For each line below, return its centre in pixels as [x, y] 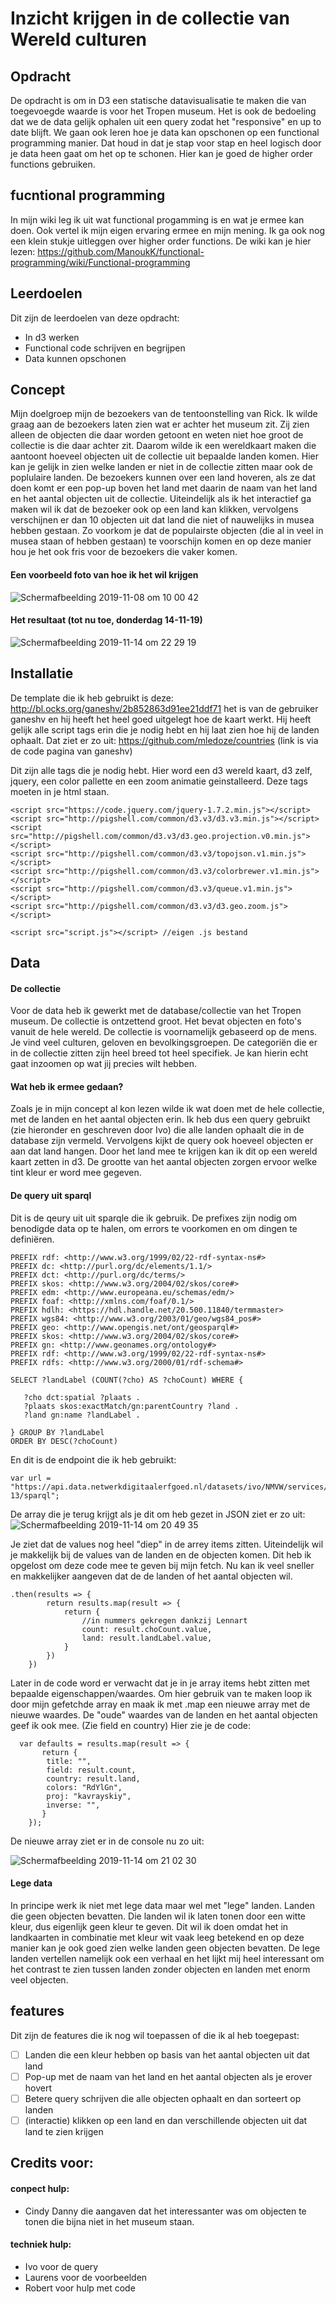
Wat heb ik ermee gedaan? [67, 1086]
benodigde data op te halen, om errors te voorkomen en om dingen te [154, 1228]
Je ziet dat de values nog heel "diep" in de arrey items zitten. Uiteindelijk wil [167, 1544]
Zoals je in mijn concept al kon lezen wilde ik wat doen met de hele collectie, [167, 1109]
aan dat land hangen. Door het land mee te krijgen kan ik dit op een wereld [164, 1151]
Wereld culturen [79, 39]
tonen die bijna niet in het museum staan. [109, 2221]
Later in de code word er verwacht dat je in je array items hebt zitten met [160, 1683]
